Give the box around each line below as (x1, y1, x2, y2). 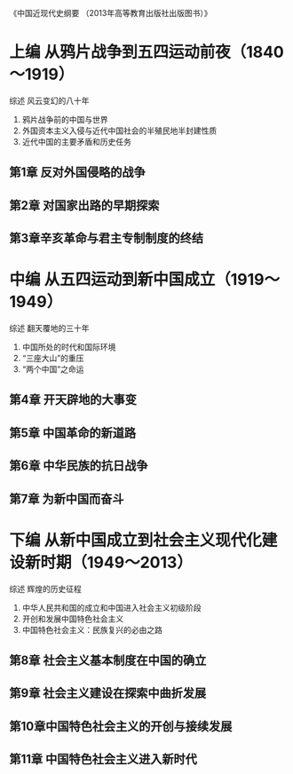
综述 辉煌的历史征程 (9, 583, 82, 594)
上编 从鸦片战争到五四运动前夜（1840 (9, 43, 284, 62)
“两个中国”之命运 (21, 364, 84, 375)
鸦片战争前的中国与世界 (21, 114, 108, 124)
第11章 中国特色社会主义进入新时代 (9, 752, 198, 767)
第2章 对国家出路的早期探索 (9, 198, 160, 213)
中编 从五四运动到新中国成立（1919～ (9, 270, 281, 290)
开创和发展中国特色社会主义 (21, 613, 124, 624)
